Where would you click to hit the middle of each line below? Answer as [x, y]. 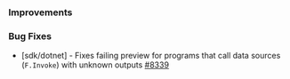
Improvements [40, 12]
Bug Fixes [30, 36]
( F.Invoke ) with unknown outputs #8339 [95, 65]
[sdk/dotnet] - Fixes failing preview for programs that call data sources [151, 56]
